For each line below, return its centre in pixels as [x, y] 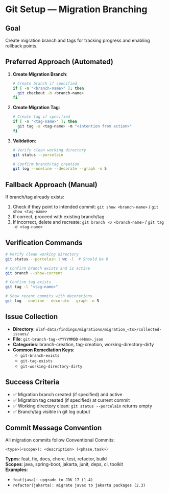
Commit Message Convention [54, 427]
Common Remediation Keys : [43, 350]
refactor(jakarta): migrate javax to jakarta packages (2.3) [79, 485]
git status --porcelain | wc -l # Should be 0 [57, 259]
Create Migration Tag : [36, 108]
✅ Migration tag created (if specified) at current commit [71, 400]
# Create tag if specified [41, 117]
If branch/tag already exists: [35, 197]
